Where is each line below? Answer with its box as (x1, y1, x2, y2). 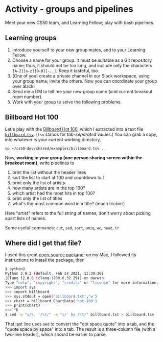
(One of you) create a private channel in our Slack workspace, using (12, 73, 150, 79)
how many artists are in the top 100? (12, 185, 86, 191)
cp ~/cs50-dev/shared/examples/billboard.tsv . (5, 146, 104, 151)
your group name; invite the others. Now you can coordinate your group (12, 78, 158, 84)
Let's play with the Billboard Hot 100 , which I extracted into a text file (5, 126, 143, 132)
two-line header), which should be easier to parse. (5, 332, 107, 337)
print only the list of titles (12, 195, 63, 201)
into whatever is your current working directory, (5, 136, 101, 143)
